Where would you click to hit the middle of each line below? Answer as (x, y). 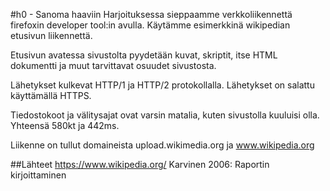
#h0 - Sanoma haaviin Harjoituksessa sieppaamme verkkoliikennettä (151, 14)
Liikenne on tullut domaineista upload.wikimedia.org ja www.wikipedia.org (162, 145)
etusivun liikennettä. (51, 35)
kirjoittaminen (38, 175)
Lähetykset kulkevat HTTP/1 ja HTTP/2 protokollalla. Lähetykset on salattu (162, 85)
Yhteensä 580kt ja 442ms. (65, 125)
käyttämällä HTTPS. (51, 95)
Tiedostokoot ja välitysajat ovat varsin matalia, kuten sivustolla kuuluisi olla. (165, 115)
